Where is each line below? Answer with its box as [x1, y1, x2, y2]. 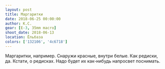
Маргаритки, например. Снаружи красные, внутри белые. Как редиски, [5, 53, 158, 59]
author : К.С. [5, 21, 32, 26]
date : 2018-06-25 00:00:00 [5, 16, 61, 21]
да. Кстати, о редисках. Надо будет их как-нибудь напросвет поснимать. [5, 58, 161, 64]
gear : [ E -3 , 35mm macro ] [5, 26, 56, 31]
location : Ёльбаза [5, 35, 43, 40]
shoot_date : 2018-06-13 [5, 30, 55, 35]
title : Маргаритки [5, 12, 43, 17]
